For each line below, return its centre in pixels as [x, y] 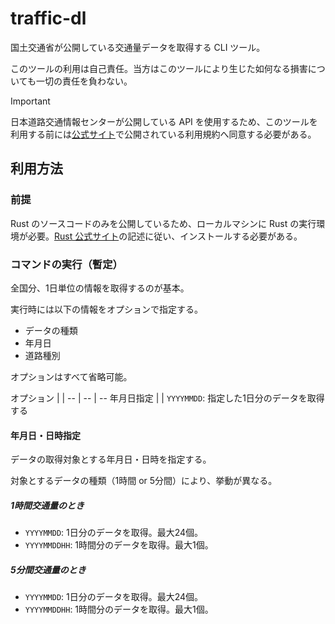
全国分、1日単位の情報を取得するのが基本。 [100, 288]
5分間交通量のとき [48, 569]
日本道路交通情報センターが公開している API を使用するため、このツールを [164, 121]
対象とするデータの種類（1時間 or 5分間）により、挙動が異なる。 [144, 481]
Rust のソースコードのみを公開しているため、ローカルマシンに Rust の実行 [163, 223]
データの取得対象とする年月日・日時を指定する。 [111, 459]
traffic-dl [48, 18]
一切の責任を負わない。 [84, 81]
